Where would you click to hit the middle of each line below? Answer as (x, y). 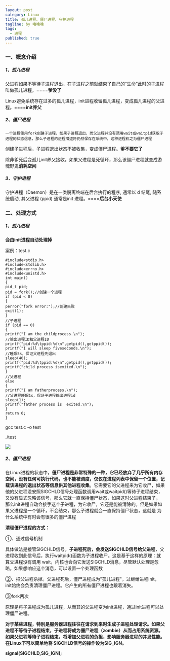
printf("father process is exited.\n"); (50, 404)
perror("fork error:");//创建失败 (40, 306)
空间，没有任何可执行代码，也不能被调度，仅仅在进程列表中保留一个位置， (83, 479)
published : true (22, 39)
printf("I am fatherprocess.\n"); (42, 390)
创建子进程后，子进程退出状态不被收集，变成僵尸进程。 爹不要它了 (74, 149)
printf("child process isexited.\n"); (46, 367)
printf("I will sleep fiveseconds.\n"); (49, 348)
